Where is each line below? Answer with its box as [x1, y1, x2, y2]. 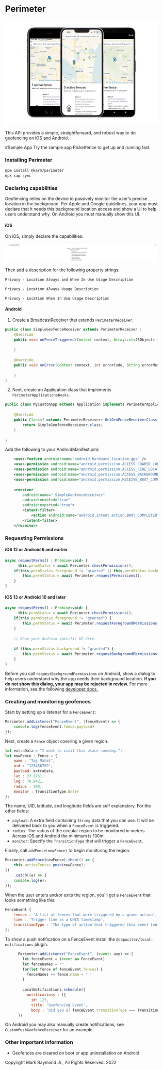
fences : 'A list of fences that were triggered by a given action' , [14, 912, 158, 917]
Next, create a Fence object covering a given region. [5, 738, 109, 744]
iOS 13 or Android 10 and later [5, 594, 66, 600]
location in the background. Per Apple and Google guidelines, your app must [5, 201, 158, 207]
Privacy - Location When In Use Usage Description [5, 296, 110, 301]
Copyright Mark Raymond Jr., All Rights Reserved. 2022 [5, 1059, 117, 1065]
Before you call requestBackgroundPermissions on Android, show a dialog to [5, 671, 156, 676]
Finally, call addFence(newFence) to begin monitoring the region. [5, 848, 130, 854]
